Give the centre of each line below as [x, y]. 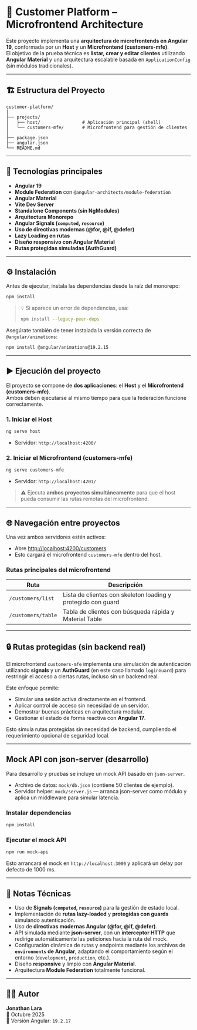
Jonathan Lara [24, 1008]
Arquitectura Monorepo [44, 217]
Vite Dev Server [34, 204]
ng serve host [23, 432]
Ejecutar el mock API [36, 840]
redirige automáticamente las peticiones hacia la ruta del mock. [91, 939]
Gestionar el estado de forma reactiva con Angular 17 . [80, 718]
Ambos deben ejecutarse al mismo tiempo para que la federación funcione [96, 398]
